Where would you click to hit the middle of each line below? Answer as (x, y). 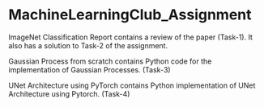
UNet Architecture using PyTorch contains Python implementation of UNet (132, 85)
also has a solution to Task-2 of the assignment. (88, 45)
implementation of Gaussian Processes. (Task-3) (90, 69)
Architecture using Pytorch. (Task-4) (69, 93)
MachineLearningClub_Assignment (130, 15)
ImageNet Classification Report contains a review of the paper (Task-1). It (131, 37)
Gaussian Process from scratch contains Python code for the (110, 61)
